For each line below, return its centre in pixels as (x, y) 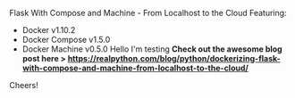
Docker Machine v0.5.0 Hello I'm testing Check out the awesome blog (152, 49)
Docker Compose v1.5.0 (66, 40)
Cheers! (24, 85)
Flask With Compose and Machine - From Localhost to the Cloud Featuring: (148, 13)
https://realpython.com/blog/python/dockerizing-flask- (174, 58)
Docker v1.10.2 (49, 30)
